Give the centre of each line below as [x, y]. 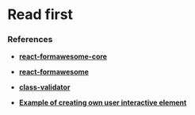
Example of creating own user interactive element [103, 103]
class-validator [44, 87]
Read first [40, 15]
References [30, 40]
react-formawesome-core [63, 56]
